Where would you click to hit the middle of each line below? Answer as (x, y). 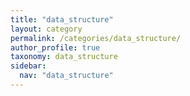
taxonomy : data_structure (64, 57)
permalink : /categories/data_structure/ (96, 38)
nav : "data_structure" (66, 76)
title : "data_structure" (62, 19)
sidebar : (28, 66)
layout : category (46, 29)
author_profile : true (55, 47)
